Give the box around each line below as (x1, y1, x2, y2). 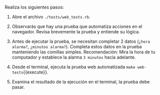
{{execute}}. (23, 69, 48, 75)
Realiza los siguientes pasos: (4, 4, 64, 10)
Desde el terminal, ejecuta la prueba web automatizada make (11, 64, 136, 70)
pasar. (11, 84, 25, 90)
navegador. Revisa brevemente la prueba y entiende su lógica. (11, 29, 140, 34)
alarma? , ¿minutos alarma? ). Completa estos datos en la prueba (11, 44, 142, 49)
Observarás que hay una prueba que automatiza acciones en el (11, 23, 143, 29)
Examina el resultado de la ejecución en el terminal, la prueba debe (11, 79, 150, 85)
